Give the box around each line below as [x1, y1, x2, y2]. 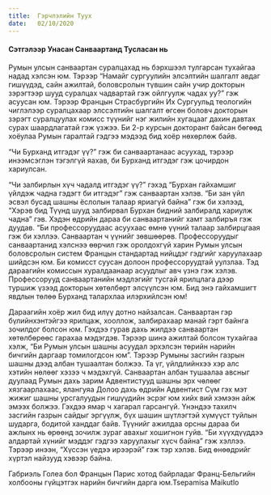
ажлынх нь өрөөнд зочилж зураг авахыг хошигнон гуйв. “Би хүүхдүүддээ [8, 427, 264, 437]
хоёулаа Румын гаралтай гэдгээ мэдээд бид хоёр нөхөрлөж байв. [8, 131, 237, 141]
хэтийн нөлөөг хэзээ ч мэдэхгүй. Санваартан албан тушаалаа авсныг [8, 367, 250, 377]
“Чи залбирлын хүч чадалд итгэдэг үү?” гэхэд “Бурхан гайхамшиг [8, 180, 237, 189]
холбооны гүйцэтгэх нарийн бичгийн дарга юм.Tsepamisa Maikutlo [8, 477, 239, 487]
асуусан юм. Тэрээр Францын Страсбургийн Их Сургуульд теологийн [8, 96, 252, 106]
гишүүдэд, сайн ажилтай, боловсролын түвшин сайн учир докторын [8, 79, 245, 89]
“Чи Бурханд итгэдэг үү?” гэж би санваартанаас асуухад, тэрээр [8, 146, 235, 156]
